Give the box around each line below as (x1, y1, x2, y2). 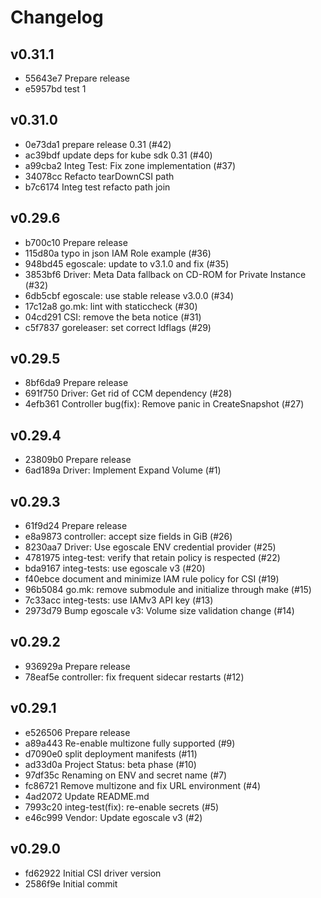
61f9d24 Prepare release (24, 520, 128, 532)
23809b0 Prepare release (24, 454, 132, 466)
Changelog (10, 6, 104, 29)
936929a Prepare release (24, 660, 131, 672)
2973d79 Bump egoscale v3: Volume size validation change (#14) (24, 605, 295, 617)
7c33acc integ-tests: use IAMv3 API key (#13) (24, 594, 214, 606)
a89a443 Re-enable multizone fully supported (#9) (24, 737, 236, 749)
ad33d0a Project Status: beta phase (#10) (24, 758, 197, 770)
